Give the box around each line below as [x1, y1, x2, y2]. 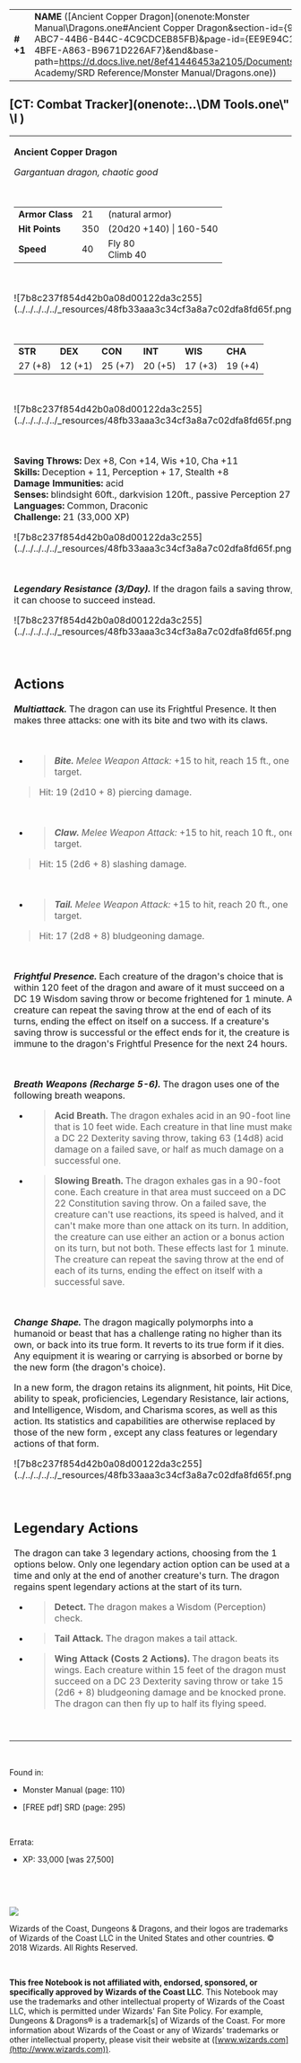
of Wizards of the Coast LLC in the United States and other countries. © [9, 1932, 275, 1943]
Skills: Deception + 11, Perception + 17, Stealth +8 [13, 465, 229, 478]
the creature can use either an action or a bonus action [54, 1231, 285, 1244]
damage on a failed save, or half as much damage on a [54, 1143, 284, 1155]
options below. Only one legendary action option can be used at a [13, 1558, 290, 1571]
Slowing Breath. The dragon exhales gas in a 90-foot [54, 1174, 281, 1187]
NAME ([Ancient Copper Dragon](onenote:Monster [34, 11, 251, 22]
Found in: [9, 1766, 44, 1777]
